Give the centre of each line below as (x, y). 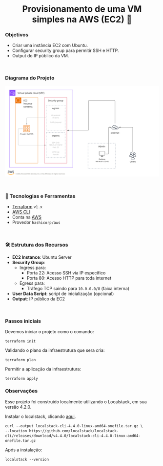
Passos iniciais (23, 321)
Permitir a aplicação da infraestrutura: (43, 369)
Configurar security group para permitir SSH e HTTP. (65, 50)
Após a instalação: (24, 450)
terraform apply (21, 379)
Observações (21, 391)
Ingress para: (33, 268)
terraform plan (20, 360)
